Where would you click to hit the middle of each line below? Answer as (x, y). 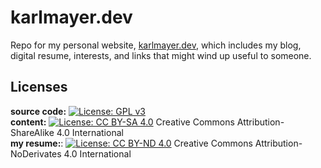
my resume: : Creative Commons (131, 143)
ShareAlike (32, 132)
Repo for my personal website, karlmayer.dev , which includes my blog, (156, 45)
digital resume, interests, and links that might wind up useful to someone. (161, 55)
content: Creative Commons (122, 122)
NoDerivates (36, 153)
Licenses (39, 87)
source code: (38, 111)
